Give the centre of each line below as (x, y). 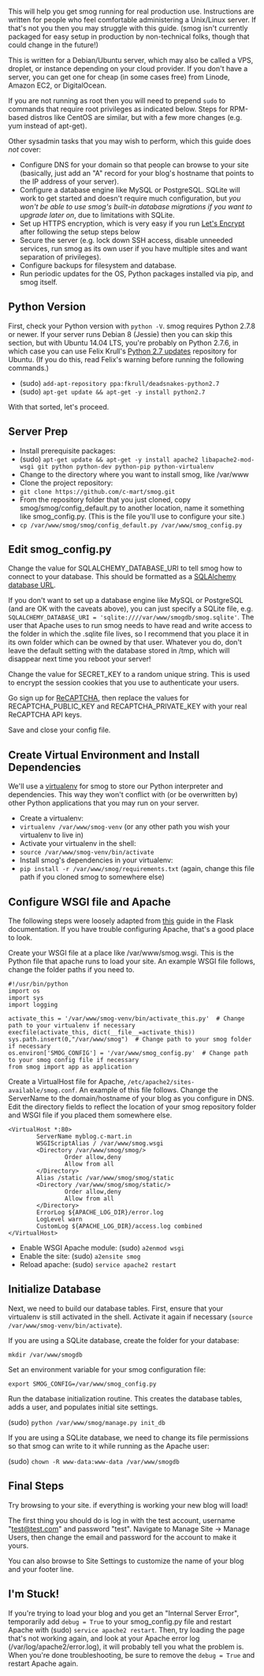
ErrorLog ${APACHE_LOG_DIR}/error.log (100, 1213)
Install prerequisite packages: (67, 451)
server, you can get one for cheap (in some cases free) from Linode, (119, 77)
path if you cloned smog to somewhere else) (92, 877)
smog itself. (38, 282)
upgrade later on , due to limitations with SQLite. (97, 215)
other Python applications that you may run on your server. (104, 803)
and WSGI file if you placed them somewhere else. (90, 1115)
